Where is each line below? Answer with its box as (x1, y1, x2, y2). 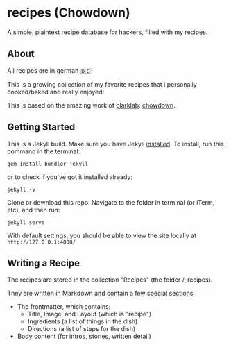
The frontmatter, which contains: (17, 303, 111, 311)
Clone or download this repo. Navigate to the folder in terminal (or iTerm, (7, 198, 215, 206)
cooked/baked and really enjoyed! (7, 87, 105, 96)
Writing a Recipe (7, 257, 80, 269)
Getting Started (7, 121, 76, 133)
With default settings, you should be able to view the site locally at (7, 231, 196, 239)
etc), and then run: (7, 205, 60, 214)
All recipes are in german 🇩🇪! (7, 66, 94, 74)
